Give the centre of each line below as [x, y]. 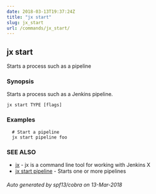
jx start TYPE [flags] [34, 105]
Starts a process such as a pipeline [49, 66]
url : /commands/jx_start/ [38, 28]
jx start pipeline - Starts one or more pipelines [71, 171]
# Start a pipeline [36, 132]
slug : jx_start [25, 22]
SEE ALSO [21, 152]
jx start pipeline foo [40, 137]
